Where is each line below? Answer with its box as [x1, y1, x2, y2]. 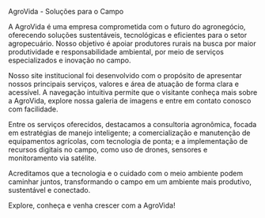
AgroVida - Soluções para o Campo [8, 7, 124, 16]
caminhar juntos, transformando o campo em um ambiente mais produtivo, [8, 177, 252, 186]
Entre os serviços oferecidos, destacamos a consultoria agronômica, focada [8, 120, 257, 129]
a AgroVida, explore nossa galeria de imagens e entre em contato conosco [8, 96, 252, 105]
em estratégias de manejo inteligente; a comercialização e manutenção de [8, 128, 251, 137]
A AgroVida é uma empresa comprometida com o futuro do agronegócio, [8, 22, 246, 31]
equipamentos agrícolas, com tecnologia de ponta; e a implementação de [8, 137, 248, 145]
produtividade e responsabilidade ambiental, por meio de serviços [8, 47, 224, 56]
